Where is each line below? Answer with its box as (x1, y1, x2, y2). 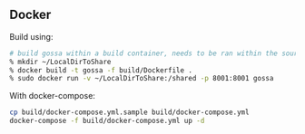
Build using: (9, 31, 54, 42)
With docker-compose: (9, 91, 95, 101)
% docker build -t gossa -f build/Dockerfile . (9, 65, 193, 75)
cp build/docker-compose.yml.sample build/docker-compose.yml (9, 108, 250, 117)
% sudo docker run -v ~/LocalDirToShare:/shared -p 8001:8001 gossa (9, 74, 274, 83)
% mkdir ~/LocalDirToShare (9, 57, 112, 66)
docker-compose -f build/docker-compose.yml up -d (9, 117, 205, 126)
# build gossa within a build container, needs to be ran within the (9, 49, 279, 58)
